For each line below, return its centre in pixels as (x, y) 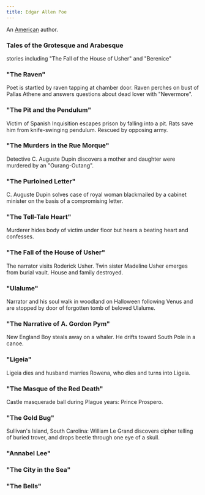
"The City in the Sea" (39, 470)
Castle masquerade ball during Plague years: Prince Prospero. (85, 402)
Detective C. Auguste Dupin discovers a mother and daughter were (91, 159)
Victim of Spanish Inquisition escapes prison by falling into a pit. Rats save (100, 123)
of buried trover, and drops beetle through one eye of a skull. (83, 438)
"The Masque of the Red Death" (55, 389)
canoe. (15, 343)
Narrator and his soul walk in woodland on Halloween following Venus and (100, 301)
